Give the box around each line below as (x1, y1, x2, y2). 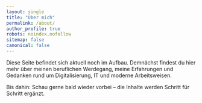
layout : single (6, 8, 45, 15)
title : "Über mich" (6, 14, 55, 20)
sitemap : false (6, 37, 45, 43)
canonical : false (6, 43, 50, 49)
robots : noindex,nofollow (6, 31, 71, 37)
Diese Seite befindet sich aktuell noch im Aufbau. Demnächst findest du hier (6, 58, 196, 66)
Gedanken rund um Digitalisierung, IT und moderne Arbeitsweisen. (6, 72, 172, 79)
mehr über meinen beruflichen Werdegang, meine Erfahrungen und (6, 65, 174, 72)
